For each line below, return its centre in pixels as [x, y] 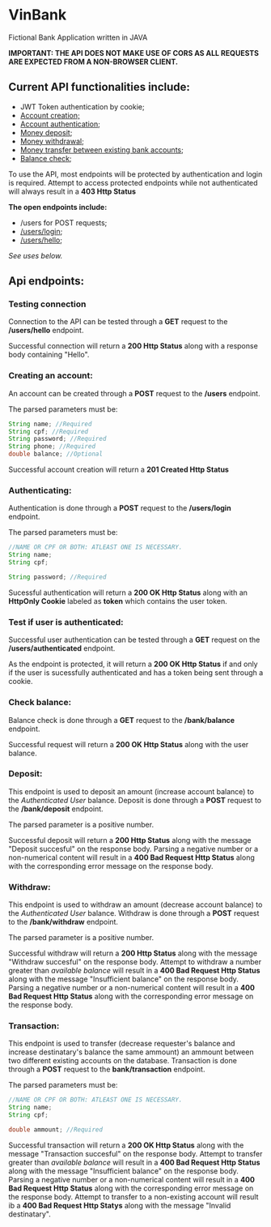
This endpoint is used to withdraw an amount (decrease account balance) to [135, 904]
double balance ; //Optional [56, 454]
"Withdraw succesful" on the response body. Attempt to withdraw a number [135, 962]
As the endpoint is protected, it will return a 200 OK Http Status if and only [133, 664]
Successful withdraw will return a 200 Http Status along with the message [133, 953]
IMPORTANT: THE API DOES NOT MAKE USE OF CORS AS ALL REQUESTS [133, 53]
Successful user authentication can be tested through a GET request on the [134, 640]
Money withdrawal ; [52, 141]
